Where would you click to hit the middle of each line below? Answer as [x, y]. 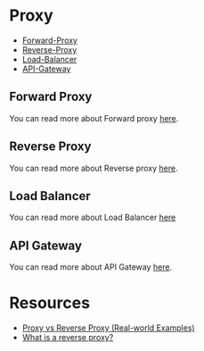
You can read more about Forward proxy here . [94, 118]
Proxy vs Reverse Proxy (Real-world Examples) [108, 328]
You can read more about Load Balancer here [93, 217]
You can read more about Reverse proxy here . [94, 168]
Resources [50, 303]
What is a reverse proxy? [68, 338]
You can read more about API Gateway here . [90, 267]
